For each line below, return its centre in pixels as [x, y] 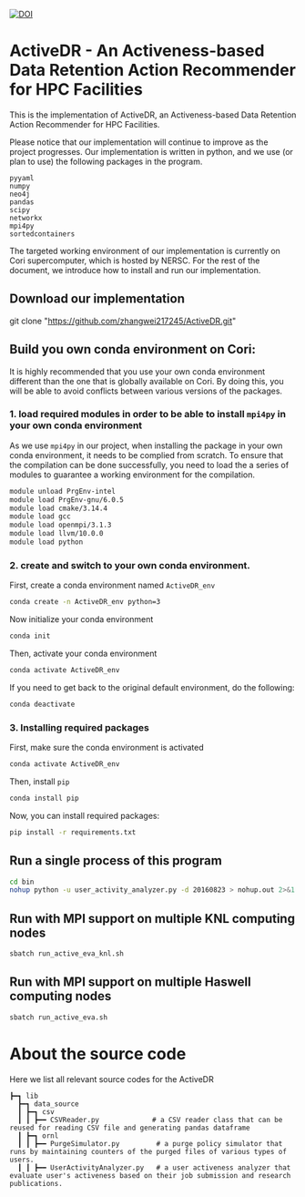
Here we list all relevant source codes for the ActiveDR [112, 1079]
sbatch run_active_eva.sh [58, 1017]
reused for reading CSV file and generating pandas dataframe [130, 1128]
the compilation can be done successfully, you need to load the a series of [149, 465]
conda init [30, 636]
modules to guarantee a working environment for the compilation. [132, 475]
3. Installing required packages [80, 727]
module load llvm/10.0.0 [56, 534]
